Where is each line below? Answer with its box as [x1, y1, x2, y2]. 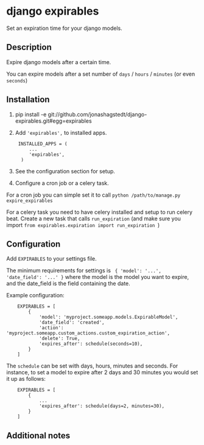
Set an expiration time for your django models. [6, 24, 123, 32]
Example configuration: [6, 292, 65, 299]
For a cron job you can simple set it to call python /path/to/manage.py [6, 191, 181, 198]
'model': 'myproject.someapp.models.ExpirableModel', [38, 314, 178, 320]
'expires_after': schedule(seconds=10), [38, 341, 143, 347]
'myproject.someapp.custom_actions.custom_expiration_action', [6, 330, 171, 336]
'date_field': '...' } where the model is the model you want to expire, [6, 273, 189, 281]
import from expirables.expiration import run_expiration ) [6, 221, 160, 228]
